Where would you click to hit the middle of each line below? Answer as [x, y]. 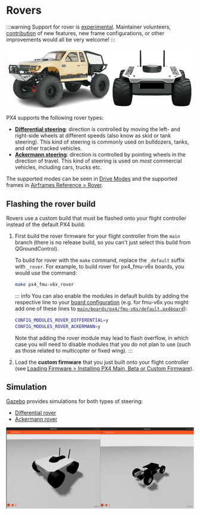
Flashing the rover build [51, 204]
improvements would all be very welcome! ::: [61, 39]
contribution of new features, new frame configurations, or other [85, 33]
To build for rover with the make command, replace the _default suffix [100, 260]
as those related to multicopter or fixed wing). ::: [74, 350]
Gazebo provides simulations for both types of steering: [74, 401]
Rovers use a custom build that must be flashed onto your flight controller [96, 219]
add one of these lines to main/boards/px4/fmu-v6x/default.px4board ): [101, 308]
